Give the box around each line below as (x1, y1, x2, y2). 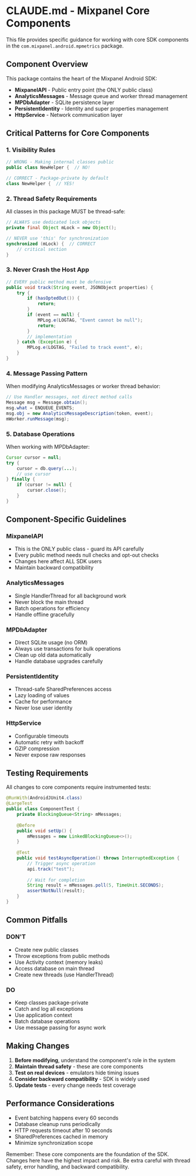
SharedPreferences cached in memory (14, 1133, 109, 1140)
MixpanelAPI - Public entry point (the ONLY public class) (14, 86, 153, 93)
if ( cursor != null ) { (16, 482, 72, 488)
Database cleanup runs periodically (14, 1120, 101, 1127)
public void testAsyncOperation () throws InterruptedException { (16, 855, 180, 861)
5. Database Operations (6, 430, 75, 438)
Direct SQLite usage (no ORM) (14, 639, 88, 646)
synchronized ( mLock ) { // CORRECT (6, 241, 96, 247)
